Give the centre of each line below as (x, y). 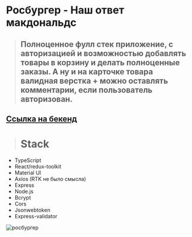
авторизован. (47, 99)
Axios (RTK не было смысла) (50, 178)
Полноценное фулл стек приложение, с (97, 44)
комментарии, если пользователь (86, 90)
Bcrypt (23, 197)
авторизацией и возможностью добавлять (103, 53)
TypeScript (28, 160)
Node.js (24, 191)
